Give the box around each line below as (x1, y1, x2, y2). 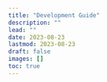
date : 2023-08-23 (8, 33, 65, 41)
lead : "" (8, 26, 37, 34)
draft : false (8, 48, 51, 55)
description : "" (8, 19, 61, 27)
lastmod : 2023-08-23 (8, 41, 76, 48)
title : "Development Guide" (8, 11, 101, 20)
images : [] (8, 55, 44, 63)
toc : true (8, 62, 41, 70)
